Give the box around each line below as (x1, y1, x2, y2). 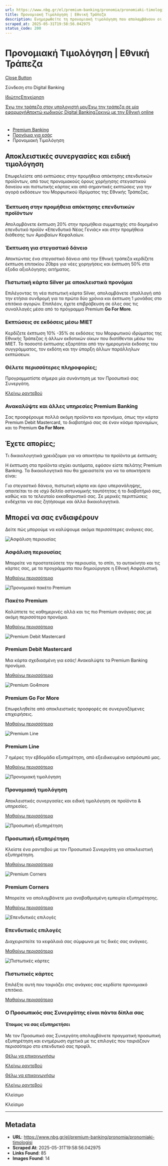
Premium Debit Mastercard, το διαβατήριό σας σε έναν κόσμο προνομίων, (5, 419, 158, 426)
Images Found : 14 (12, 1155, 50, 1161)
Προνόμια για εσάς (12, 132, 52, 138)
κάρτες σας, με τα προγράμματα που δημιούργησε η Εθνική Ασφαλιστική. (5, 565, 158, 571)
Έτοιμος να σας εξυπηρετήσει (5, 1021, 70, 1027)
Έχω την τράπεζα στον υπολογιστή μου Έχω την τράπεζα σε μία (5, 104, 139, 110)
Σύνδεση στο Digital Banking (5, 85, 65, 91)
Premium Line (5, 743, 39, 750)
